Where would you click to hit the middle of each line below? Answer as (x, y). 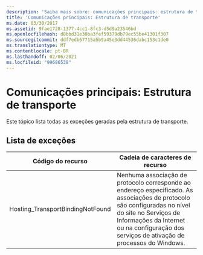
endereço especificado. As (155, 190)
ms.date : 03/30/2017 (32, 23)
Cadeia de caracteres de (155, 157)
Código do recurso (60, 162)
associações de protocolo (153, 198)
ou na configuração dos (151, 228)
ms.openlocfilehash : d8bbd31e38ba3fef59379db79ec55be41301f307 (88, 34)
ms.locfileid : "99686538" (39, 62)
